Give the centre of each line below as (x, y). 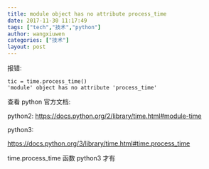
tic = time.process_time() (47, 82)
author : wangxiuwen (36, 34)
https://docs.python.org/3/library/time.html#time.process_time (99, 143)
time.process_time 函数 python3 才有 (61, 158)
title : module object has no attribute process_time (87, 14)
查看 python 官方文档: (39, 102)
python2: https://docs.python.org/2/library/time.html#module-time (104, 116)
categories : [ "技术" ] (38, 40)
